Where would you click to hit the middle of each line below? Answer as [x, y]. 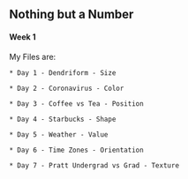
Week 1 [23, 37]
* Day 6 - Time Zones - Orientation [76, 150]
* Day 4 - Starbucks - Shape [63, 119]
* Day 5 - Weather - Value [59, 134]
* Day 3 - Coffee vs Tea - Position [76, 104]
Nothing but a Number [71, 15]
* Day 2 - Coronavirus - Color [67, 88]
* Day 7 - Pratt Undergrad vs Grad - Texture [94, 165]
